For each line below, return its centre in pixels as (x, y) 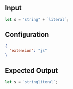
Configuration (27, 35)
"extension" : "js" (28, 51)
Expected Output (32, 71)
